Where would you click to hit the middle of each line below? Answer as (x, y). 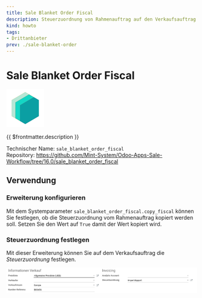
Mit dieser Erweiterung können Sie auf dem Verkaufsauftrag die (86, 252)
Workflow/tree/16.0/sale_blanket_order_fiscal (62, 161)
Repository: (21, 155)
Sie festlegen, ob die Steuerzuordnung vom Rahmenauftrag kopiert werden (100, 217)
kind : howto (21, 25)
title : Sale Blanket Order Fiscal (50, 13)
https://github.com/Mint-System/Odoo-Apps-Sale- (99, 155)
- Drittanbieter (27, 39)
